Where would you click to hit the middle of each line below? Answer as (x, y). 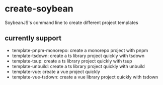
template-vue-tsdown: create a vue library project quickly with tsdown (85, 77)
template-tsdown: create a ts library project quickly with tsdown (78, 55)
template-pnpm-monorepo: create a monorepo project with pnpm (80, 50)
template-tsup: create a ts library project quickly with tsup (72, 61)
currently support (33, 38)
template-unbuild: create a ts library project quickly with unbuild (78, 66)
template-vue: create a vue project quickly (56, 71)
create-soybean (39, 9)
